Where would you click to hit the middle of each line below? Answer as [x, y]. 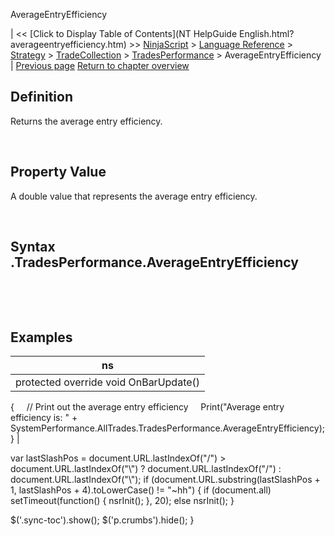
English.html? [266, 33]
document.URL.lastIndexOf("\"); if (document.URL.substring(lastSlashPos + [165, 480]
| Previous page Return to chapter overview [100, 65]
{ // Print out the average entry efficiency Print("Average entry [147, 407]
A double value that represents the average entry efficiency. [134, 196]
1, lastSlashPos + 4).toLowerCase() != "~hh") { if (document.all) [141, 490]
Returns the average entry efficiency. [86, 121]
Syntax [33, 247]
